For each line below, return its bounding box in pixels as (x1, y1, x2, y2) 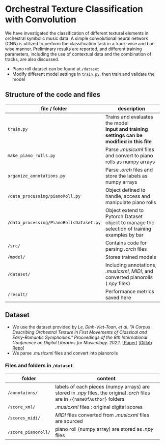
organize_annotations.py (7, 173, 66, 178)
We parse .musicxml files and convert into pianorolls (12, 350, 118, 356)
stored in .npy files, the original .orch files (55, 389, 150, 396)
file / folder (41, 105, 68, 112)
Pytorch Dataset (105, 213, 143, 220)
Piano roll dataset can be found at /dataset (12, 65, 100, 72)
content (97, 375, 116, 382)
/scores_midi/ (7, 415, 41, 421)
